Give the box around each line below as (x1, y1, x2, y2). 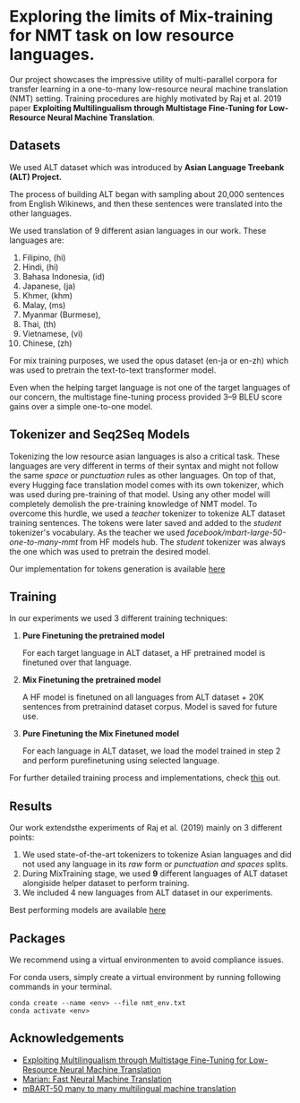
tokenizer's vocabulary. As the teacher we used (9, 527, 185, 538)
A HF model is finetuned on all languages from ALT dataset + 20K (21, 692, 264, 702)
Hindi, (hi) (21, 262, 59, 272)
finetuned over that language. (21, 657, 132, 668)
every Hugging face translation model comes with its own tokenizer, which (9, 479, 285, 490)
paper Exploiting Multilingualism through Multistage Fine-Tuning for (9, 102, 268, 113)
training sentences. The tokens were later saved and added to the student (9, 517, 282, 528)
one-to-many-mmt (9, 536, 79, 547)
